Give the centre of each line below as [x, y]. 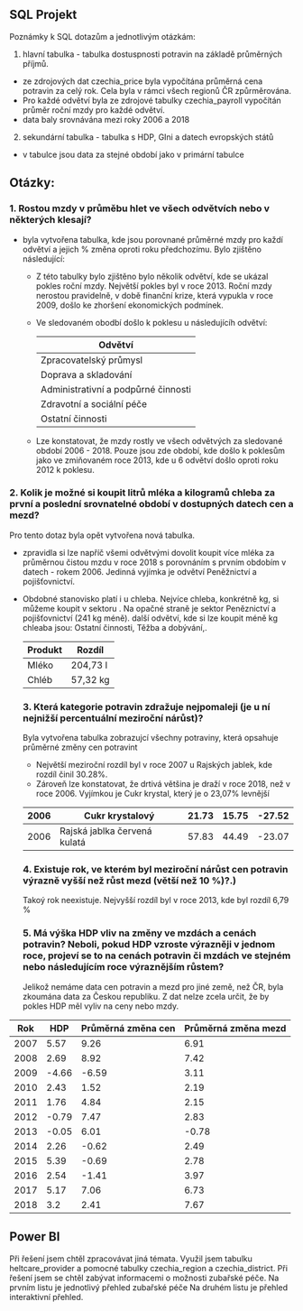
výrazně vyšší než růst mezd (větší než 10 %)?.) [129, 881]
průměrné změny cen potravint [80, 747]
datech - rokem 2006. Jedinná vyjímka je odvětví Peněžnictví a [139, 571]
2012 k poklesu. [65, 469]
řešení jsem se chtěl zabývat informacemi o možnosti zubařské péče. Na [144, 1278]
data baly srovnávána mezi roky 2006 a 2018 [106, 119]
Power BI [35, 1237]
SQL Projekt [43, 15]
